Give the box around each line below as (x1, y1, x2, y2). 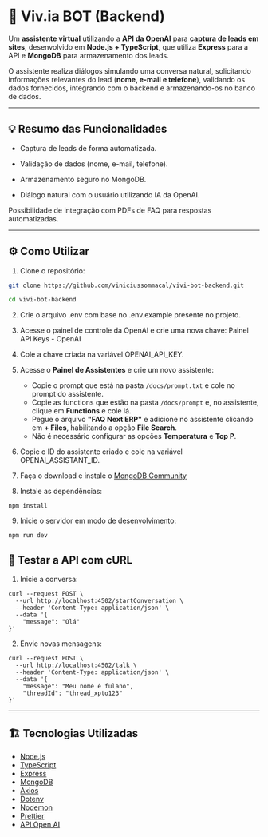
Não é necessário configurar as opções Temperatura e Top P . (31, 432, 237, 441)
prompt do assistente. (31, 389, 104, 399)
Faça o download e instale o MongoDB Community (19, 471, 187, 480)
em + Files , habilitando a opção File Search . (31, 423, 178, 432)
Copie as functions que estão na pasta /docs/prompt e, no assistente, (31, 397, 259, 407)
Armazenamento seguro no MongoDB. (19, 174, 147, 184)
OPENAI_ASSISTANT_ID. (19, 456, 100, 465)
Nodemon (19, 803, 53, 812)
